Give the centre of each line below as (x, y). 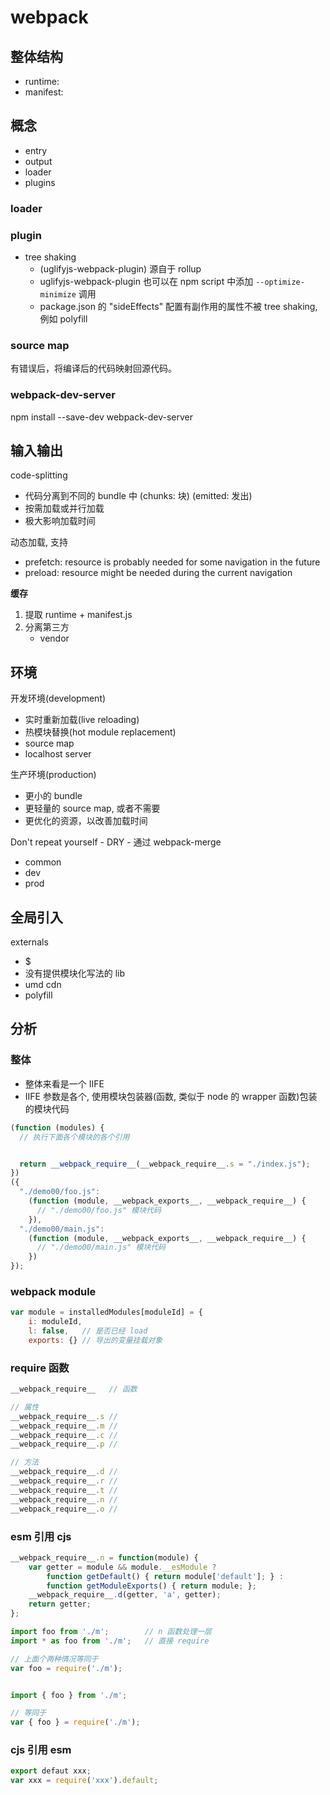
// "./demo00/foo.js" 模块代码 (99, 1210)
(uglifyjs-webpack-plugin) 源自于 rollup (120, 269)
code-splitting (39, 475)
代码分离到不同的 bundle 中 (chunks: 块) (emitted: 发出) (138, 496)
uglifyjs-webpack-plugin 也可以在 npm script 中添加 (146, 282)
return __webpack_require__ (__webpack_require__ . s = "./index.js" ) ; (165, 1164)
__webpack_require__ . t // (64, 1490)
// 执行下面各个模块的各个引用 (74, 1137)
